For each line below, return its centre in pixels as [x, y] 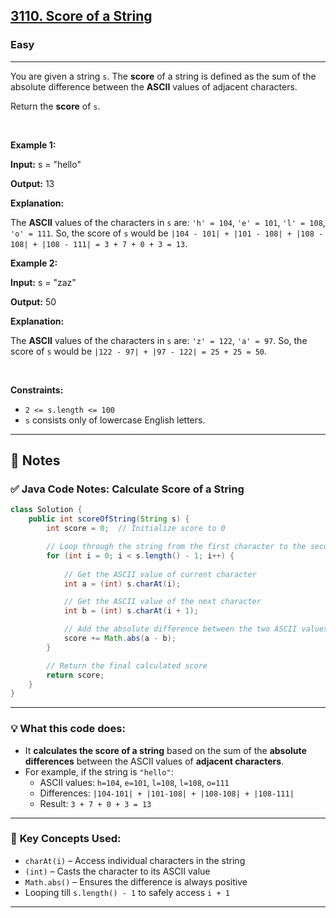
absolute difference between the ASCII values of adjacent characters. [154, 86]
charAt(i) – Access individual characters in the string [135, 860]
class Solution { [46, 510]
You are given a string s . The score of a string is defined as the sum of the [163, 76]
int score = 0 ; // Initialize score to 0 [136, 529]
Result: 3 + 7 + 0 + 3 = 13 [95, 803]
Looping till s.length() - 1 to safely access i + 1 [127, 892]
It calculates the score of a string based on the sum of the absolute [165, 750]
